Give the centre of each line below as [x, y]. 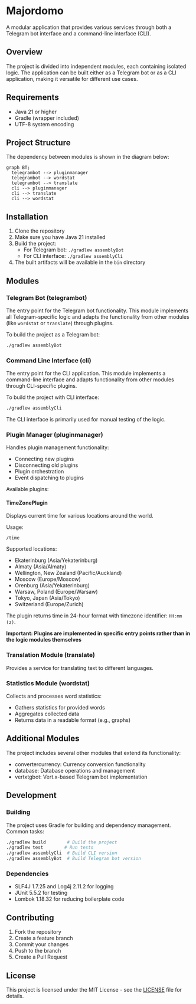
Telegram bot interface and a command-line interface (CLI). [79, 33]
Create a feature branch [44, 938]
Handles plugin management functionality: [58, 447]
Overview [24, 52]
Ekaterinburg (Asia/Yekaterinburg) [56, 560]
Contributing [30, 918]
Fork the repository [38, 932]
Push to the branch [38, 951]
